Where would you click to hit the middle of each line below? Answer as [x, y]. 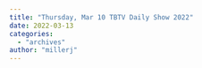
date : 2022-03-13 [42, 26]
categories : [31, 34]
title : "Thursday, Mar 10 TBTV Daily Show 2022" [101, 17]
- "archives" [42, 42]
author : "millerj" [43, 50]
